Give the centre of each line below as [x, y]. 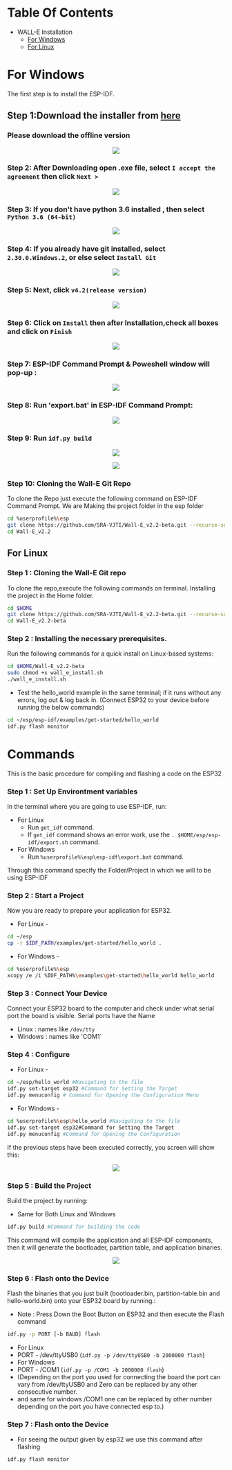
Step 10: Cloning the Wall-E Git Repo [69, 483]
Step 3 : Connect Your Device [57, 993]
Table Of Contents [60, 13]
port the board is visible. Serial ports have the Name [81, 1016]
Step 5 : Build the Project [49, 1185]
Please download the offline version [69, 135]
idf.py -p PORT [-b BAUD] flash [54, 1335]
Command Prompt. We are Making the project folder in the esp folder [105, 506]
